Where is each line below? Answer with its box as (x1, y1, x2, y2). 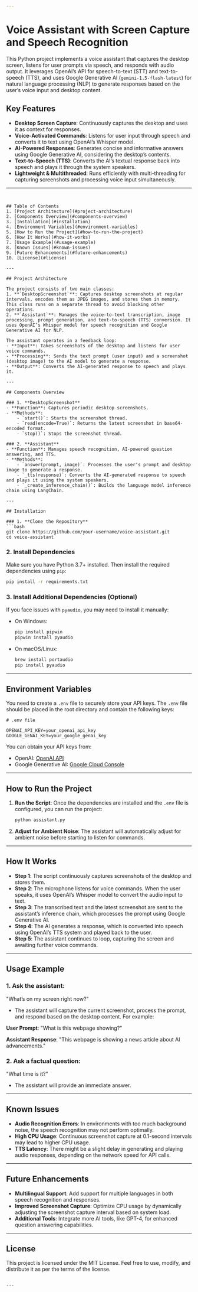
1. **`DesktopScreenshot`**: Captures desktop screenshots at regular (6, 291, 183, 297)
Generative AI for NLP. (6, 327, 65, 333)
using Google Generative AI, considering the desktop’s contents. (14, 151, 171, 158)
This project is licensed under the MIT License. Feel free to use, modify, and (6, 1260, 191, 1267)
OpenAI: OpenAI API (14, 754, 64, 762)
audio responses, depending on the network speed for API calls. (14, 1151, 171, 1158)
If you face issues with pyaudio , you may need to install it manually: (6, 606, 169, 613)
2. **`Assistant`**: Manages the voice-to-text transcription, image (6, 311, 181, 318)
